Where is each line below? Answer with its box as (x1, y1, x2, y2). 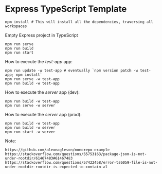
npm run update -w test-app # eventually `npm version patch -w (5, 68, 138, 73)
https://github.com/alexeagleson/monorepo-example (5, 147, 110, 152)
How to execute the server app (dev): (5, 89, 80, 95)
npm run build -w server (5, 125, 55, 130)
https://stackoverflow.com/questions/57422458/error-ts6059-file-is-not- (5, 160, 158, 165)
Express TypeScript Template (5, 3, 127, 15)
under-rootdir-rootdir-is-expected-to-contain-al (5, 164, 108, 169)
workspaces (5, 23, 27, 29)
